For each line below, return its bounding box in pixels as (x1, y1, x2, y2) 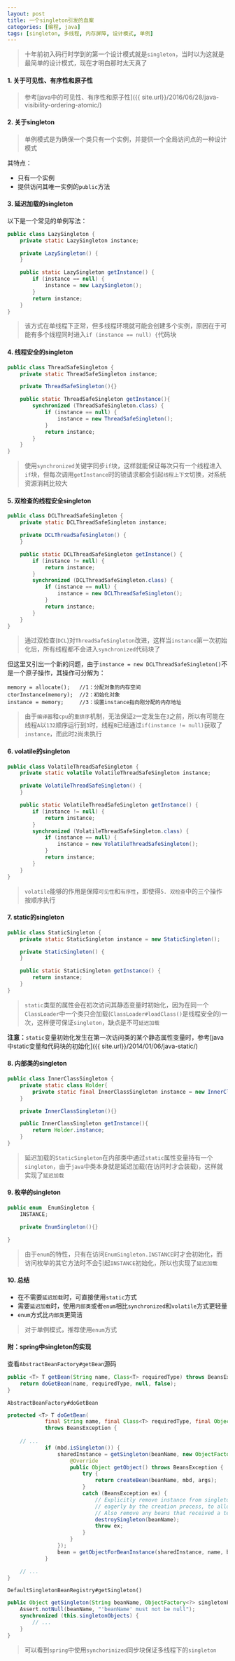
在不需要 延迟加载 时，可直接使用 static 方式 (17, 1292, 138, 1301)
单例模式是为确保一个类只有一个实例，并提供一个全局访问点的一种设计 (24, 135, 227, 143)
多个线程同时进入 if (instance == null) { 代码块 (36, 331, 177, 339)
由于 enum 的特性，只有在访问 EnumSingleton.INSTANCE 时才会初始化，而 (24, 1250, 222, 1258)
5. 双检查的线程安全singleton (7, 496, 92, 505)
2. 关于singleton (7, 118, 55, 126)
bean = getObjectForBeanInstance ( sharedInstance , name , (57, 1549, 224, 1556)
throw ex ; (94, 1523, 124, 1530)
